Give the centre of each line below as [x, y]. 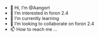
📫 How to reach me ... [34, 29]
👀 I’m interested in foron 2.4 [39, 13]
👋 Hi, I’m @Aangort [30, 8]
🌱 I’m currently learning [35, 18]
